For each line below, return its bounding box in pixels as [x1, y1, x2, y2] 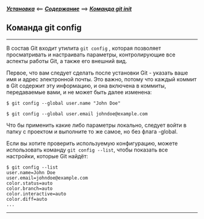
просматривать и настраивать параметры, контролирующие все [6, 51, 176, 58]
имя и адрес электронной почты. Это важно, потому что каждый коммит [6, 75, 197, 83]
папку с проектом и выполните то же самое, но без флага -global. [6, 127, 178, 135]
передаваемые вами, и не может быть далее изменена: [6, 88, 152, 96]
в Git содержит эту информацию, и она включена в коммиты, [6, 82, 166, 89]
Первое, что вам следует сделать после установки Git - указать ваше [6, 69, 188, 76]
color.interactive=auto [6, 190, 67, 197]
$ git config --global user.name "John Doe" [6, 100, 121, 106]
